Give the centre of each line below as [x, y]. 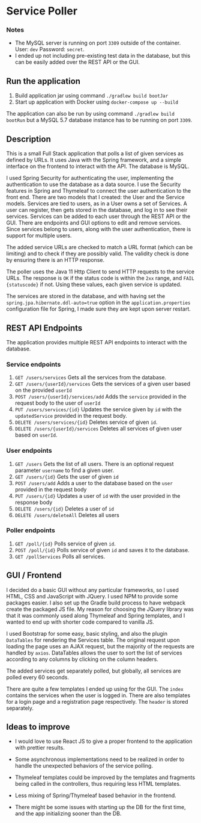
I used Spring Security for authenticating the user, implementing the [90, 178]
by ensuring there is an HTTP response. [55, 260]
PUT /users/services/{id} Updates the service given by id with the [98, 409]
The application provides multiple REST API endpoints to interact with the [97, 342]
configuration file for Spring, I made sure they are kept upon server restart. [98, 309]
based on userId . [36, 435]
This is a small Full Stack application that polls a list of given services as [95, 154]
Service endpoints [34, 364]
